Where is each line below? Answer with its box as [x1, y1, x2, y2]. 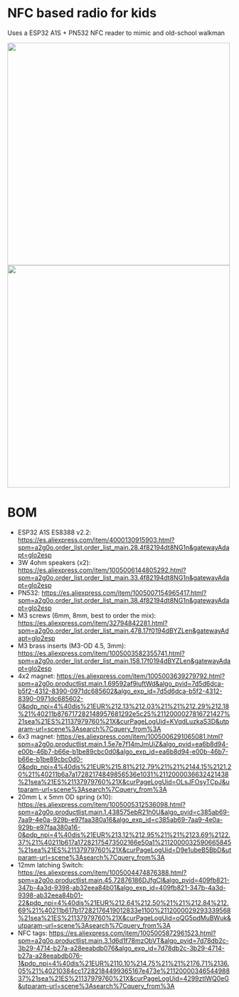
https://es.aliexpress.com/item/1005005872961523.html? [48, 929, 216, 937]
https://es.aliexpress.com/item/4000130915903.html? [17, 535, 175, 544]
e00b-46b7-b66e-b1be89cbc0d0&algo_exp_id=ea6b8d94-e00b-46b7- [17, 747, 229, 756]
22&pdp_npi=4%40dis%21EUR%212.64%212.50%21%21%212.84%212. [17, 898, 229, 907]
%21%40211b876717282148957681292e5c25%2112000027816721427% [17, 709, 230, 718]
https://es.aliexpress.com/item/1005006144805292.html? [17, 566, 186, 574]
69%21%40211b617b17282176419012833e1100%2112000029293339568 [17, 906, 231, 914]
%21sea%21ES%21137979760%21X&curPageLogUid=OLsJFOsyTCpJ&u [17, 777, 230, 786]
